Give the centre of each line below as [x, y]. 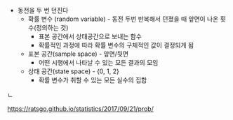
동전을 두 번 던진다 [43, 10]
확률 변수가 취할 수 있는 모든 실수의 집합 [93, 80]
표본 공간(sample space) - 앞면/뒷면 [78, 54]
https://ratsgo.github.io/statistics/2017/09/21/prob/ [81, 109]
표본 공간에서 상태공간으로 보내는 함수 [90, 36]
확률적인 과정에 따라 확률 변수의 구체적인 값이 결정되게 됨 [116, 45]
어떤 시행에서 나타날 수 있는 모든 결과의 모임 [98, 62]
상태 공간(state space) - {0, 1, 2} [73, 71]
